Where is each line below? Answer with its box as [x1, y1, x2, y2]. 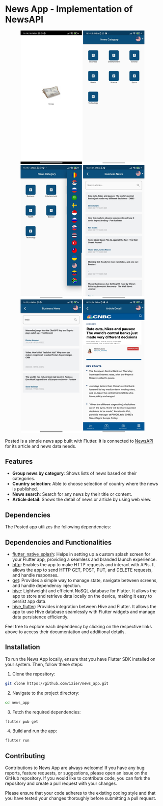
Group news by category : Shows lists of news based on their [12, 470, 137, 476]
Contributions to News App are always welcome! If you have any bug [5, 765, 145, 771]
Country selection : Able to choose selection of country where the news [12, 481, 158, 487]
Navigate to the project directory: [12, 690, 80, 696]
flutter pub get [5, 719, 38, 724]
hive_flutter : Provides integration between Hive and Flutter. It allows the [12, 604, 157, 610]
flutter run [5, 738, 29, 743]
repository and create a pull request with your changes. [5, 780, 117, 786]
